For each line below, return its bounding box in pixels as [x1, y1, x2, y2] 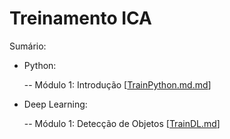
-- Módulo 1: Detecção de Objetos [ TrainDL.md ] [23, 117, 221, 129]
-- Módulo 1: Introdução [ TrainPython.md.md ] [23, 78, 212, 91]
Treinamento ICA [9, 7, 152, 30]
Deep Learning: [23, 98, 88, 110]
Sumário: [9, 40, 47, 52]
